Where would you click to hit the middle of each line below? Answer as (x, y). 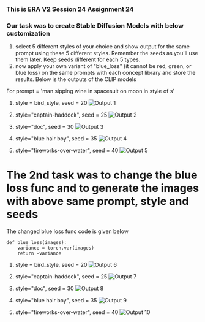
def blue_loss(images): (37, 243)
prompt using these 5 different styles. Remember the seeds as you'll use (106, 53)
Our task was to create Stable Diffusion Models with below (95, 25)
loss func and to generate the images (103, 188)
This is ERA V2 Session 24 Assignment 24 (70, 9)
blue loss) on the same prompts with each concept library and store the (105, 73)
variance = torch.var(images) (56, 248)
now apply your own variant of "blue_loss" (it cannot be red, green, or (103, 66)
